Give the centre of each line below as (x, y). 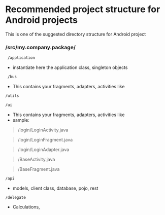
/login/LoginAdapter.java (43, 149)
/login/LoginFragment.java (45, 139)
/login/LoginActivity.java (43, 130)
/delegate (16, 197)
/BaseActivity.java (36, 159)
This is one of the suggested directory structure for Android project (76, 34)
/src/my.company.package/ (41, 47)
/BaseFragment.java (39, 169)
